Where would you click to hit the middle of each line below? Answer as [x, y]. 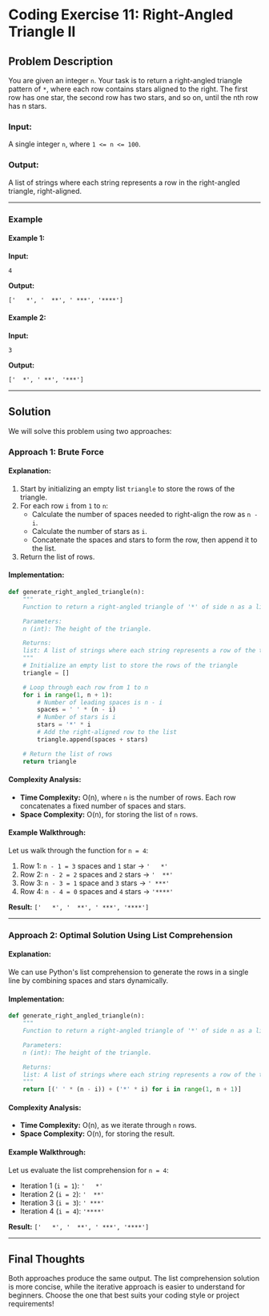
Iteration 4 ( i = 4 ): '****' [62, 1211]
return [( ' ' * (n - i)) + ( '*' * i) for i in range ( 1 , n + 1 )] [132, 1089]
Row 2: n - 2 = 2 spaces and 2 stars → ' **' [96, 874]
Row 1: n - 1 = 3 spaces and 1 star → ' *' [94, 865]
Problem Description [61, 61]
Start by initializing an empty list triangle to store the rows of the [127, 488]
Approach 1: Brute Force [56, 451]
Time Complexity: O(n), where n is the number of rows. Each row [128, 797]
